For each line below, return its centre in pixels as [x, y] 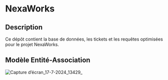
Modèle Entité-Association [48, 60]
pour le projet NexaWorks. [32, 44]
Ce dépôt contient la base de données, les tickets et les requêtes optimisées [84, 39]
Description [24, 27]
